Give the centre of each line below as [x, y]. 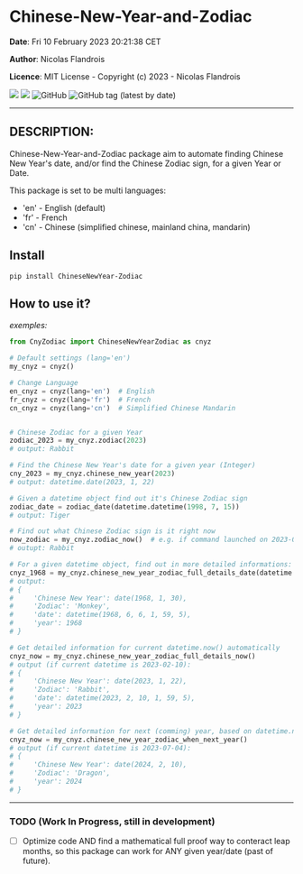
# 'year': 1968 [46, 623]
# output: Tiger [40, 515]
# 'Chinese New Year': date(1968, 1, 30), [98, 598]
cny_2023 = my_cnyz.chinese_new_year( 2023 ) [92, 474]
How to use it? [50, 304]
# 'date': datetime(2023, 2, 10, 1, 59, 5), [102, 698]
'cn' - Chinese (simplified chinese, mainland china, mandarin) [136, 226]
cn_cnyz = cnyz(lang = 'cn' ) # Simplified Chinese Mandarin [123, 408]
